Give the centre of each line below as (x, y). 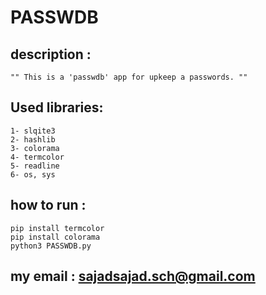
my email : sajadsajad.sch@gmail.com (133, 276)
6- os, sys (33, 174)
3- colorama (35, 148)
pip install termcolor (57, 228)
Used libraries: (57, 107)
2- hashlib (33, 139)
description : (51, 54)
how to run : (48, 205)
